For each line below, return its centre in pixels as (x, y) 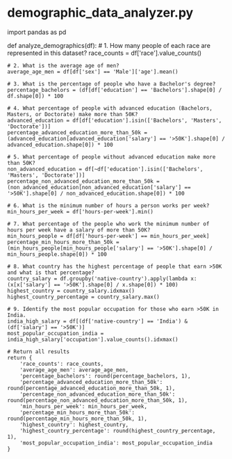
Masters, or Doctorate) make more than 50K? (73, 114)
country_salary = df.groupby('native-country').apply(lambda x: (102, 279)
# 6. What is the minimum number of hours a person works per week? (108, 206)
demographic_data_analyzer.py (100, 13)
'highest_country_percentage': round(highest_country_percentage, (118, 430)
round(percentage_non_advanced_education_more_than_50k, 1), (98, 400)
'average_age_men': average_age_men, (74, 370)
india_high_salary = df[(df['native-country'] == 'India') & (98, 321)
